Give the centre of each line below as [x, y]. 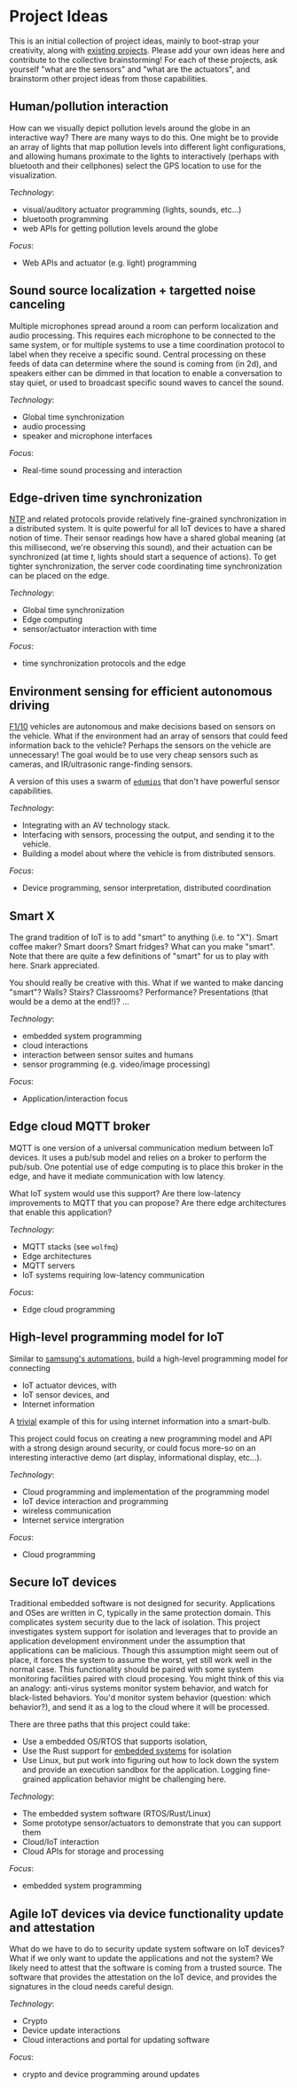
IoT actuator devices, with [69, 1385]
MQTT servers [48, 1265]
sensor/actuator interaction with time [89, 629]
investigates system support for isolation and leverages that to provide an [143, 1632]
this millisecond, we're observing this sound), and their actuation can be [141, 548]
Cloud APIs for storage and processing [93, 1851]
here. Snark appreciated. [55, 965]
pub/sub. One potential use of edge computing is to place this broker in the [146, 1166]
